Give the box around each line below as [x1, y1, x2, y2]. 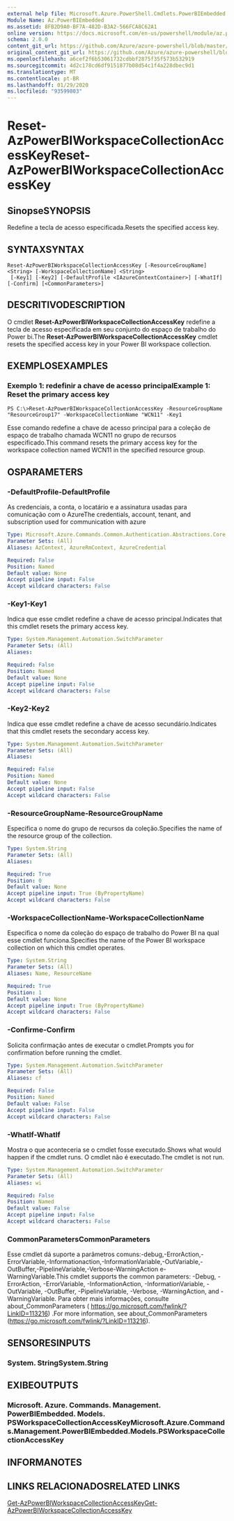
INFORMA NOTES [7, 1457, 82, 1469]
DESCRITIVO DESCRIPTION [7, 299, 125, 311]
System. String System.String [7, 1358, 109, 1368]
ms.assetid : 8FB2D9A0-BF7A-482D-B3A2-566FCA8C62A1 [7, 23, 157, 30]
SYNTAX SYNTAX [7, 243, 85, 255]
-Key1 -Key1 [7, 599, 47, 609]
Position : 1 [7, 989, 42, 996]
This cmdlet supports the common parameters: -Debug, [56, 1272, 217, 1281]
